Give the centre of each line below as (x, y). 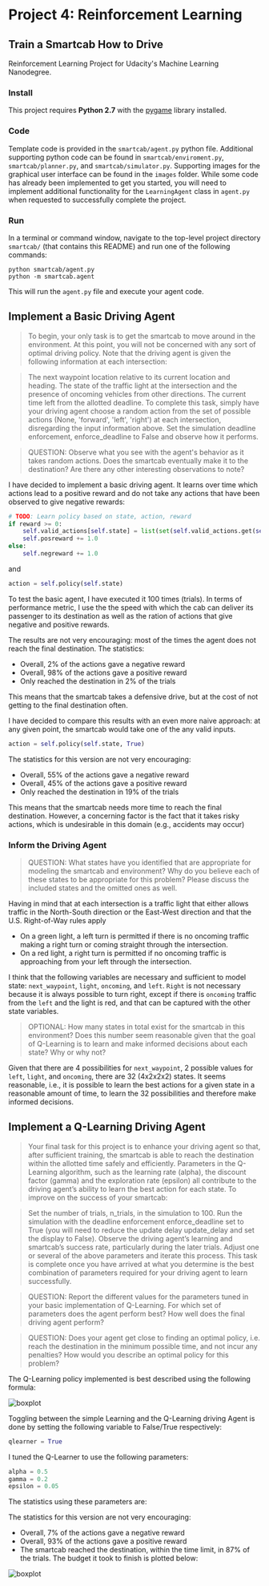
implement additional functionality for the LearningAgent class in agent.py (129, 191)
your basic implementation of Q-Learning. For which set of (124, 1305)
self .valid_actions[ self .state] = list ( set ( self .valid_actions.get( (139, 531)
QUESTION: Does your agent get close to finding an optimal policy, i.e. (144, 1338)
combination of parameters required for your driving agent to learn (138, 1273)
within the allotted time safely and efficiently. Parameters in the (132, 1163)
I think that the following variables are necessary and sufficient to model (127, 977)
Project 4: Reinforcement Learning (125, 15)
